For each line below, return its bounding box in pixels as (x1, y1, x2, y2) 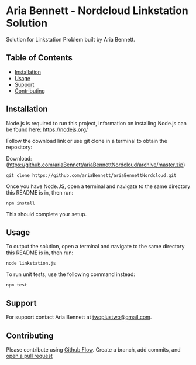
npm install (6, 200, 35, 206)
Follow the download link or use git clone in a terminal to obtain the (6, 137, 168, 144)
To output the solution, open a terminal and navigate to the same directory (6, 243, 185, 250)
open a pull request (6, 353, 53, 359)
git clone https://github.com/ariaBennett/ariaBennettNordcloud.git (6, 172, 177, 178)
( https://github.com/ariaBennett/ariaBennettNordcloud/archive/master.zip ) (6, 161, 185, 168)
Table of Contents (6, 53, 73, 63)
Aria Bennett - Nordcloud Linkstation (6, 4, 188, 18)
